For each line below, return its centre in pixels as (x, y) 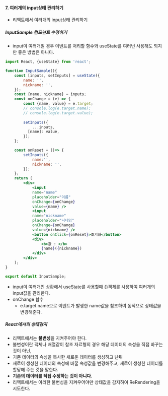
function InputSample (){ (31, 71)
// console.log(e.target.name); (57, 108)
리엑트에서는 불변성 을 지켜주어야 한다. (50, 338)
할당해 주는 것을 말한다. (35, 369)
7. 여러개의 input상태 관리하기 (34, 8)
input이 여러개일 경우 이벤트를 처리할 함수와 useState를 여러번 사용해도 (82, 46)
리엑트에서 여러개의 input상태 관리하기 (50, 20)
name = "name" (45, 192)
